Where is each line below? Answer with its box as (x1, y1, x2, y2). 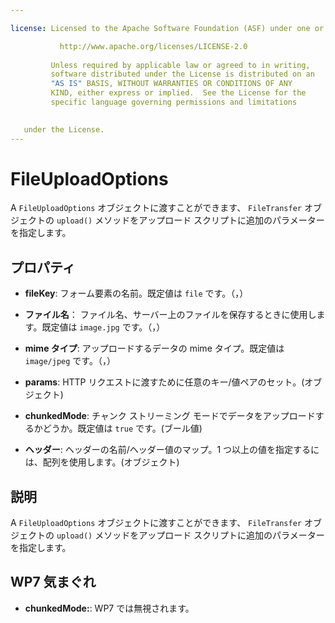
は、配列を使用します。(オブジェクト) (24, 456, 180, 468)
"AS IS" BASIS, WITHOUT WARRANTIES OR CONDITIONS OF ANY (50, 79, 293, 89)
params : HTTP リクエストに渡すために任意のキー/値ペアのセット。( (24, 376, 305, 388)
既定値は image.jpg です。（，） (41, 321, 166, 333)
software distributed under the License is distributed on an (50, 69, 315, 80)
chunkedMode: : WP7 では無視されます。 (24, 602, 195, 614)
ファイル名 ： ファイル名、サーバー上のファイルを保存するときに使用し (24, 309, 317, 321)
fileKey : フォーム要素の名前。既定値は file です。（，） (24, 287, 249, 300)
